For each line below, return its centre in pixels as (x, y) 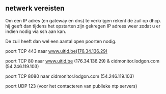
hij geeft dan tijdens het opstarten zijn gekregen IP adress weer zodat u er (83, 26)
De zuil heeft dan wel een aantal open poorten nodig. (61, 41)
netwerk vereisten (35, 8)
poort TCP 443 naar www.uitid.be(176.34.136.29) (57, 51)
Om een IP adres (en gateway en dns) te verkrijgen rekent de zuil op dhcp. (83, 20)
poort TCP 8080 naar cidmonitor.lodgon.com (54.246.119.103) (70, 76)
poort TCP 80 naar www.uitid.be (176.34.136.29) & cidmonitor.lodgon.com (82, 61)
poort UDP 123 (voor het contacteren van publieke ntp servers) (71, 86)
